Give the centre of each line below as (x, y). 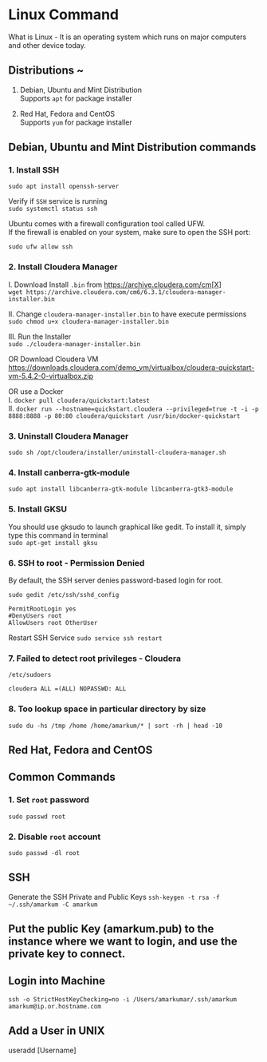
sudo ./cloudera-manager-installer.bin (75, 344)
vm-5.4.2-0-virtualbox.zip (51, 376)
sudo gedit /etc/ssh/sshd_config (64, 595)
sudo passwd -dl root (44, 853)
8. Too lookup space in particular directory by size (107, 709)
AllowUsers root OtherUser (53, 622)
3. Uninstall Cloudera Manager (69, 436)
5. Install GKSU (38, 509)
